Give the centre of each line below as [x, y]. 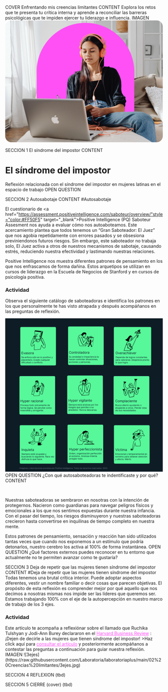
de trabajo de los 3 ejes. [30, 604]
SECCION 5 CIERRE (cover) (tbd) [39, 685]
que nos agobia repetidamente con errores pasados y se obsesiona [75, 235]
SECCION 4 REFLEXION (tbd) [35, 675]
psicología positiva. [25, 277]
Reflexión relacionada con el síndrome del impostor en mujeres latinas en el [83, 184]
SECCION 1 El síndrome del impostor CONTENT [54, 150]
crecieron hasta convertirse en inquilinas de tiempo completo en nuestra [80, 521]
